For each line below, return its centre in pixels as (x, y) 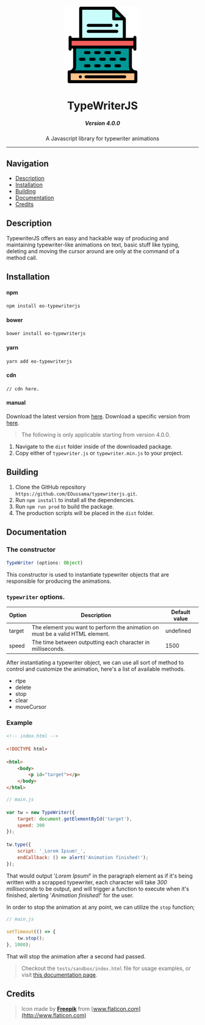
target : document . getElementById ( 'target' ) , (75, 819)
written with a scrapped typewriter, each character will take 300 (87, 882)
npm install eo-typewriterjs (43, 306)
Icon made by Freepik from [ (57, 1008)
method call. (22, 257)
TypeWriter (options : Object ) (45, 563)
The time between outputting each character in (91, 642)
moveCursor (31, 706)
